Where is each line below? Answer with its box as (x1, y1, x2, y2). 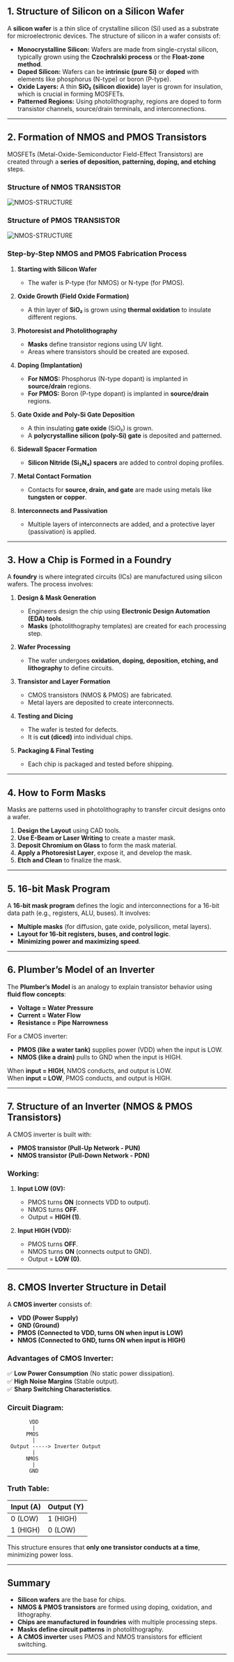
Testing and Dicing (17, 712, 73, 721)
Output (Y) (47, 1502, 84, 1512)
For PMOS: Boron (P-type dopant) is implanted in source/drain (27, 389, 209, 398)
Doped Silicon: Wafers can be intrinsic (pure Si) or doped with (17, 67, 199, 75)
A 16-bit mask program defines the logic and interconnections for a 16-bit (7, 901, 219, 909)
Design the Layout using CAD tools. (17, 826, 121, 834)
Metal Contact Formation (17, 472, 92, 480)
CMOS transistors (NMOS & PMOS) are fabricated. (27, 691, 173, 700)
